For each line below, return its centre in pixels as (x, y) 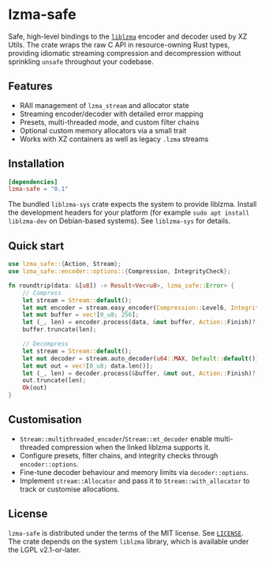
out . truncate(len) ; (54, 380)
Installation (36, 164)
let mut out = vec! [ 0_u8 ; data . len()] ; (88, 366)
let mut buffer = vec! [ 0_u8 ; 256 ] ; (81, 315)
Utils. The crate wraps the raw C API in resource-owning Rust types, (119, 44)
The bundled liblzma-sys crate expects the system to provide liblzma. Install (132, 204)
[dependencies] (33, 182)
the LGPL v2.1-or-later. (45, 549)
